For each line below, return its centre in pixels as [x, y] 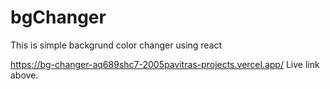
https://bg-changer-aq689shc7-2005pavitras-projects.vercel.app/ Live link [165, 64]
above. [24, 75]
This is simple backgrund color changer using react [116, 45]
